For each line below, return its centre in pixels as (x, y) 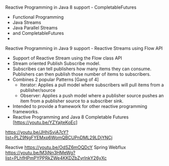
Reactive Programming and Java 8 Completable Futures (70, 117)
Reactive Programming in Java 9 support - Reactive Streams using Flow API (84, 48)
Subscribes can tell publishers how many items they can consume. (82, 69)
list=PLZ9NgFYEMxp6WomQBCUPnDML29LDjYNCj (59, 137)
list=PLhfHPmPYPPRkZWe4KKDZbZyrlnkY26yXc (56, 158)
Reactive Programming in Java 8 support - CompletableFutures (71, 7)
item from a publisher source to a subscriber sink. (72, 101)
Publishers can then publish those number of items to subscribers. (82, 74)
